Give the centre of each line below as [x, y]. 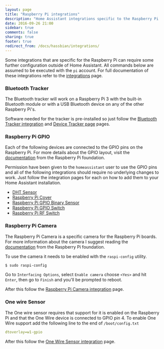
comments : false [22, 32]
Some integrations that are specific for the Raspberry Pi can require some [79, 60]
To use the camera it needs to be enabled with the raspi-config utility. [76, 256]
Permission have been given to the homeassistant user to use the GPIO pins [81, 167]
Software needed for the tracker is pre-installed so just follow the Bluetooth [81, 118]
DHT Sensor [24, 192]
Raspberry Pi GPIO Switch [38, 208]
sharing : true [20, 37]
